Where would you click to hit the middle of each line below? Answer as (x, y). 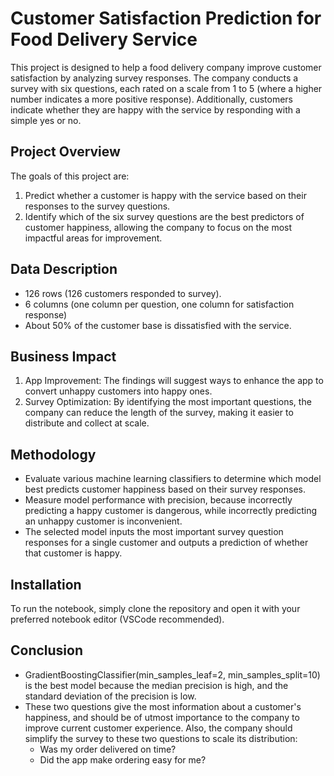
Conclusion (47, 650)
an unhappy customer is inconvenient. (103, 521)
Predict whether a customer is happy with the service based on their (165, 195)
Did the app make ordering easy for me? (123, 759)
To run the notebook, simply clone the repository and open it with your (155, 608)
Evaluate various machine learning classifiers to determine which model (173, 479)
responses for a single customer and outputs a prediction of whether (166, 543)
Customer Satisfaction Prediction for (166, 18)
